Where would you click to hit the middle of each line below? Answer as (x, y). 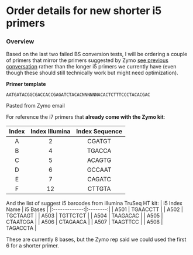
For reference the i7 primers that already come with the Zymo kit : (86, 117)
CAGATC (99, 180)
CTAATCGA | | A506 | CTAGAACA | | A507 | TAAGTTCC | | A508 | (85, 222)
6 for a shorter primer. (33, 246)
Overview (20, 42)
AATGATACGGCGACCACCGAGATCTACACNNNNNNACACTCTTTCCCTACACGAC (78, 95)
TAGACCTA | (21, 228)
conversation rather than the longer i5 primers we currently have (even (91, 67)
